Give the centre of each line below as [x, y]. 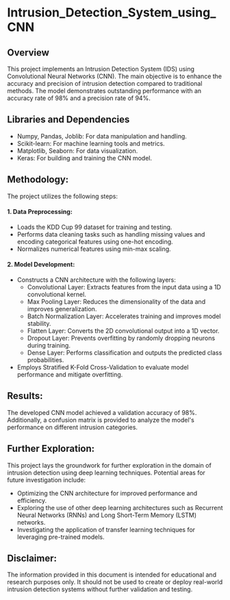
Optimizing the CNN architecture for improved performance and [107, 493]
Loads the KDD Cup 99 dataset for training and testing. [94, 227]
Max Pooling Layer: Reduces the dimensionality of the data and [116, 302]
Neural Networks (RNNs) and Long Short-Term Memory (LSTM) [107, 515]
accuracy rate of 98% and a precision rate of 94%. [79, 98]
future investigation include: [47, 480]
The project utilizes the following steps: [63, 196]
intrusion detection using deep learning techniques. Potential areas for [106, 472]
